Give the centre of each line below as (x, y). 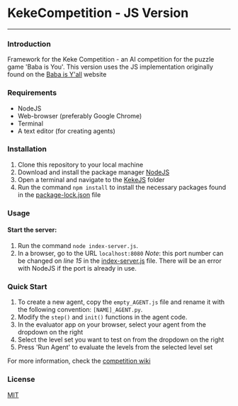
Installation (27, 149)
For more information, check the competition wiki (79, 361)
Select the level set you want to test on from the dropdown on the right (121, 340)
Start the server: (32, 230)
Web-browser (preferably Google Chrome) (80, 115)
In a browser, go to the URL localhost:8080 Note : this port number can (120, 253)
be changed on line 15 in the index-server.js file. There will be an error (119, 261)
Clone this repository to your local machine (80, 164)
